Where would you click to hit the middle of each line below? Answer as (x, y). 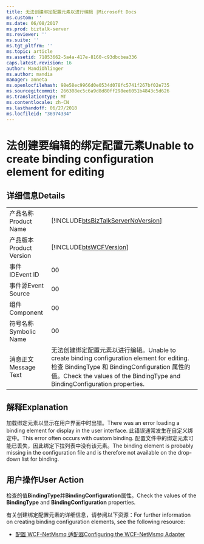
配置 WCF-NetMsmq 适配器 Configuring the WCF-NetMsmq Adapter (100, 534)
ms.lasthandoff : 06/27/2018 (42, 108)
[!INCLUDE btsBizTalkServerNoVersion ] (107, 221)
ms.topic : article (29, 52)
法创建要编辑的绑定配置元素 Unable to (100, 146)
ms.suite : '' (23, 40)
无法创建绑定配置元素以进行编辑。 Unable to (114, 350)
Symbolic (23, 332)
